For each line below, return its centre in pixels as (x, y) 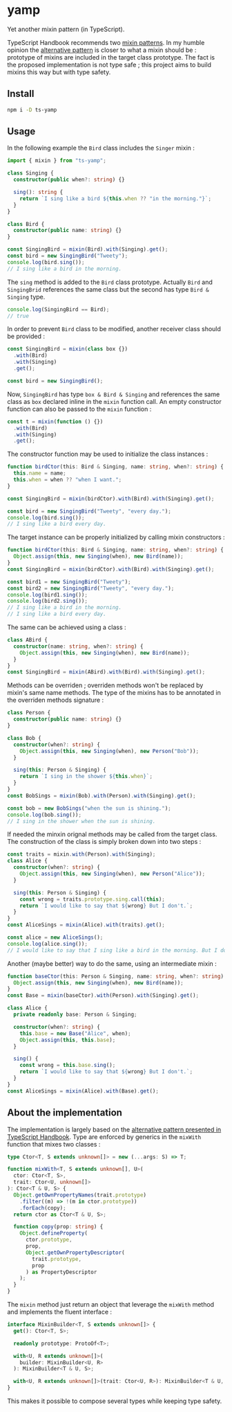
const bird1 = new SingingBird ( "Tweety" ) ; (69, 582)
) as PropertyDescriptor (61, 1272)
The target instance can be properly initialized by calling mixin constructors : (116, 537)
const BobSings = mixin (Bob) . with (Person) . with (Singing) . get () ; (101, 795)
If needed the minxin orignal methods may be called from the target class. (112, 834)
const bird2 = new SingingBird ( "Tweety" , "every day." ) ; (91, 588)
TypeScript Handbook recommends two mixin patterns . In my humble (106, 42)
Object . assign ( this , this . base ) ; (68, 1040)
